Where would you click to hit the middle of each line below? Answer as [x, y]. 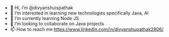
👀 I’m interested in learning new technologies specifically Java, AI [79, 13]
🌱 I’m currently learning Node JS [45, 18]
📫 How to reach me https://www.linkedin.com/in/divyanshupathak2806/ [87, 29]
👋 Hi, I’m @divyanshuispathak [41, 8]
